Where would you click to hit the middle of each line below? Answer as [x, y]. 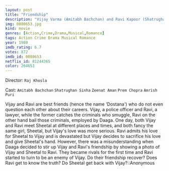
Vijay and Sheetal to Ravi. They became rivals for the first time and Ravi [79, 152]
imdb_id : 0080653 [23, 57]
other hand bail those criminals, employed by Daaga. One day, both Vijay [80, 120]
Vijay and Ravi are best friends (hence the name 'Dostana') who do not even [84, 104]
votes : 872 [17, 52]
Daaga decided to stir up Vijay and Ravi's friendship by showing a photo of [82, 147]
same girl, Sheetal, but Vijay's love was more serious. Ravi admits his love [81, 131]
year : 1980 [17, 43]
